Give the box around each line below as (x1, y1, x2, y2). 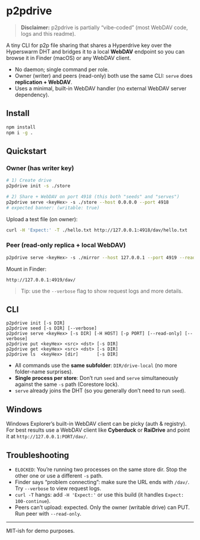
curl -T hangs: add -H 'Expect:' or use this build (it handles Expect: (14, 491, 185, 498)
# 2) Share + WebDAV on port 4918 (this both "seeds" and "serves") (6, 193, 180, 200)
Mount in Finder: (6, 265, 46, 272)
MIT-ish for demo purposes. (6, 528, 75, 535)
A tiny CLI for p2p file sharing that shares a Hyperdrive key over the (6, 42, 171, 49)
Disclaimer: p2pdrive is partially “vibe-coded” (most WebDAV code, (20, 24, 188, 31)
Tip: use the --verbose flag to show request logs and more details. (20, 287, 183, 294)
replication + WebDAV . (14, 79, 73, 86)
